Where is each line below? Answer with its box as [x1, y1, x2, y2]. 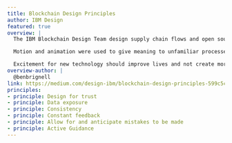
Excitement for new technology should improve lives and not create [13, 61, 215, 68]
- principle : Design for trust [7, 93, 97, 100]
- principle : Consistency [7, 106, 81, 113]
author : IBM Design [7, 17, 64, 23]
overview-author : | [7, 67, 64, 74]
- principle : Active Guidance [7, 125, 95, 132]
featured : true [7, 23, 51, 30]
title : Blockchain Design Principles [7, 10, 116, 17]
